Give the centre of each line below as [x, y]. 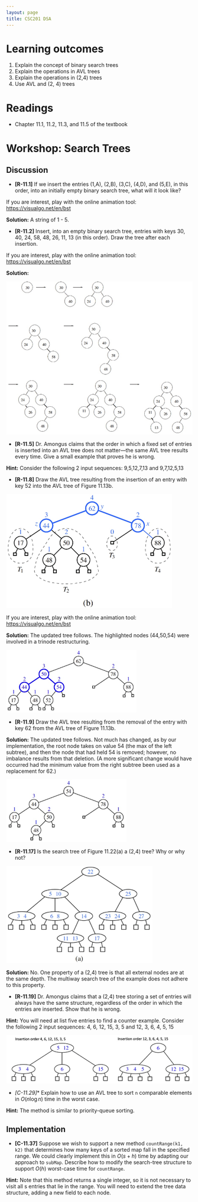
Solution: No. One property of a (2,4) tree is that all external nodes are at [95, 972]
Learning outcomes [55, 49]
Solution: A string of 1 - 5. [38, 220]
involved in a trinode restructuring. [48, 641]
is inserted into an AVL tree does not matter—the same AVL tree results [101, 451]
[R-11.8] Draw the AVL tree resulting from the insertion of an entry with [101, 480]
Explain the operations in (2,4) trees [58, 78]
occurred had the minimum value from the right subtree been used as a [93, 764]
